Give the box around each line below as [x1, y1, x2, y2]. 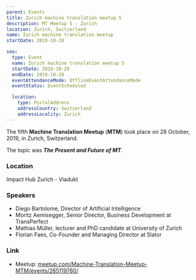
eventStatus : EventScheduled [12, 83, 86, 89]
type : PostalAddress [17, 99, 70, 106]
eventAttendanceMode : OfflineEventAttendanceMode [12, 77, 141, 84]
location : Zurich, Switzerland [6, 26, 86, 33]
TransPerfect [15, 218, 48, 225]
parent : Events [6, 9, 45, 15]
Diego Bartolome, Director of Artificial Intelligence [15, 205, 141, 212]
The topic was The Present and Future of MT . [6, 146, 123, 154]
